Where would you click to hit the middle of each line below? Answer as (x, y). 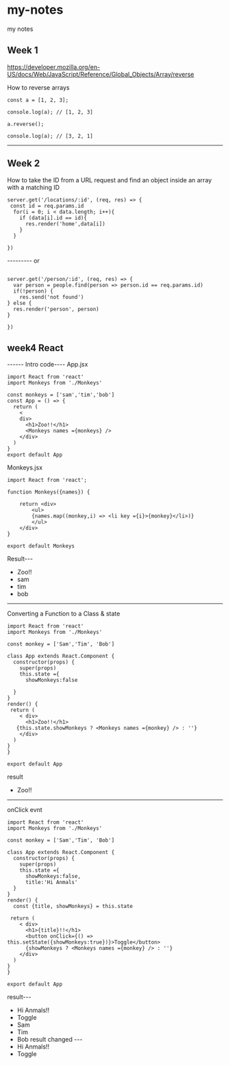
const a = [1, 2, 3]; (38, 100)
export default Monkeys (41, 546)
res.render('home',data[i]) (65, 224)
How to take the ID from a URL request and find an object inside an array (110, 180)
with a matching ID (34, 187)
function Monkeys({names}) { (49, 492)
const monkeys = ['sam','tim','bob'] (61, 395)
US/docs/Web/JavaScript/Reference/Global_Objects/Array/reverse (101, 74)
